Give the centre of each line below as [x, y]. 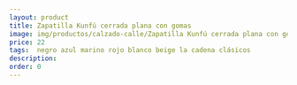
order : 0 [25, 67]
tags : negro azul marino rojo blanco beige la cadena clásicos [130, 50]
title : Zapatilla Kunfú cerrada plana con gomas [100, 26]
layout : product [39, 17]
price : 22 [27, 42]
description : [33, 58]
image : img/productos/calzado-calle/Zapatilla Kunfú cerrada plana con [144, 34]
